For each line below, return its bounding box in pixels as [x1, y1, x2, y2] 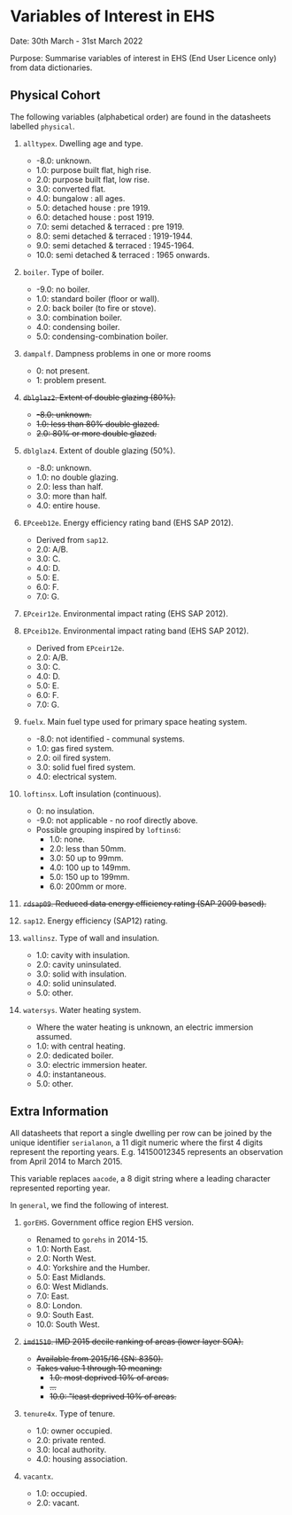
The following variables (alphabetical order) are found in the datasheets [10, 111, 272, 122]
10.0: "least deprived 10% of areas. [49, 1391, 177, 1401]
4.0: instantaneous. [35, 1069, 107, 1079]
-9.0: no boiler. [35, 284, 90, 294]
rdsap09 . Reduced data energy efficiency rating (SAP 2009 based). [22, 898, 267, 908]
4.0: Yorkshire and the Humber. [35, 1262, 150, 1273]
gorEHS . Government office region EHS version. [22, 1217, 194, 1228]
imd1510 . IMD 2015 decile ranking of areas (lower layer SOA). [22, 1336, 244, 1346]
